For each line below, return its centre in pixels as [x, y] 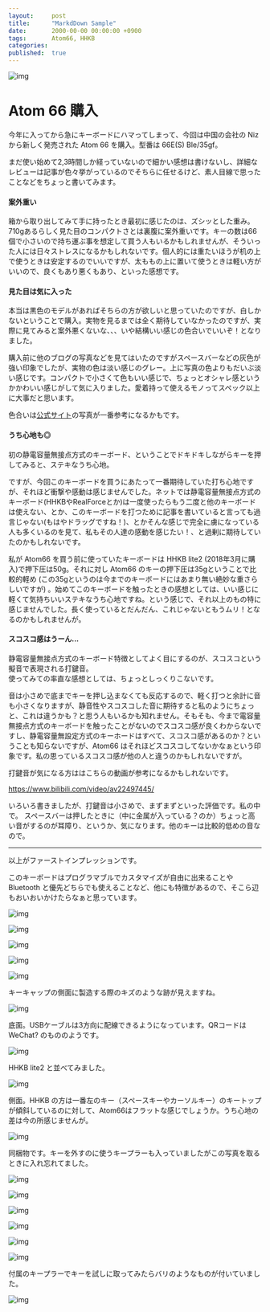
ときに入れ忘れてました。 [50, 1163]
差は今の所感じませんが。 [51, 1120]
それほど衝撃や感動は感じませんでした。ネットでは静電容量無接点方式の [141, 492]
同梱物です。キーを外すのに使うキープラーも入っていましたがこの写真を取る [135, 1153]
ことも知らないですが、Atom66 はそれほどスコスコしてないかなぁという [135, 746]
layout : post [37, 16]
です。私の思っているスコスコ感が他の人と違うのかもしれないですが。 [131, 755]
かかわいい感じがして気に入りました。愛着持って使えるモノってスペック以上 [134, 388]
